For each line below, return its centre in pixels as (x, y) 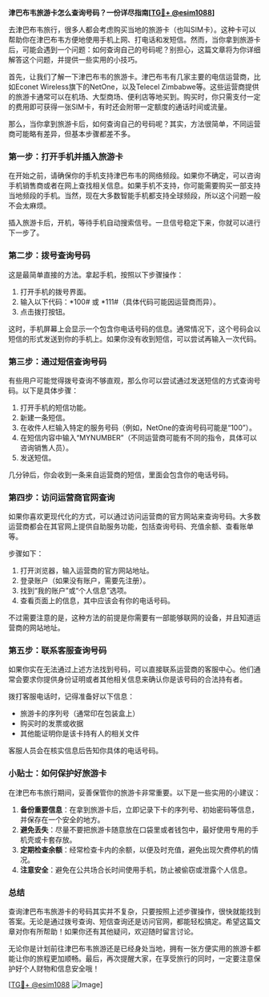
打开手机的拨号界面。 (55, 291)
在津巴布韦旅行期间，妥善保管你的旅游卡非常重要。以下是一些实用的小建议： (134, 792)
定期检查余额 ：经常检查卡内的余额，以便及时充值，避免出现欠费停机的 (136, 849)
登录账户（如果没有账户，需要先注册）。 (85, 581)
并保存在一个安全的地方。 (62, 819)
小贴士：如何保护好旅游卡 (58, 773)
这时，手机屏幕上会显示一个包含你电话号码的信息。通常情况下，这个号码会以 (134, 329)
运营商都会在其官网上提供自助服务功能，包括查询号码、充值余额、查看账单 (131, 527)
